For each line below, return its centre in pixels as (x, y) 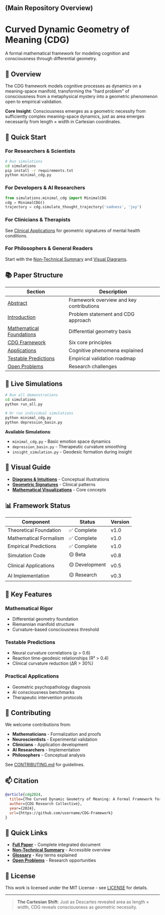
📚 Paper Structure (34, 275)
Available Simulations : (28, 432)
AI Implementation (29, 576)
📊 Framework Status (38, 506)
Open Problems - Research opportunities (54, 860)
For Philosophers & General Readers (49, 248)
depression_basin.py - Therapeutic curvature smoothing (69, 446)
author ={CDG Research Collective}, (46, 804)
